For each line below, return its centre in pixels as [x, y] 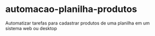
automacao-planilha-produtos [71, 9]
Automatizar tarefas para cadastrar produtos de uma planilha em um [77, 23]
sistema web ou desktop [31, 28]
